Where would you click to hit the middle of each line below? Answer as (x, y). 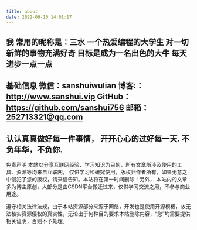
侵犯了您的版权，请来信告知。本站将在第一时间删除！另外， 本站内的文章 (99, 180)
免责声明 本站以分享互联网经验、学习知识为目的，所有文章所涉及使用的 (91, 165)
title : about (22, 11)
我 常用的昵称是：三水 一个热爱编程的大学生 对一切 (97, 42)
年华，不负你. (38, 150)
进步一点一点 (29, 64)
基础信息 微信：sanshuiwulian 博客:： (75, 86)
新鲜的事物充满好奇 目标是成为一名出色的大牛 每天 (96, 53)
